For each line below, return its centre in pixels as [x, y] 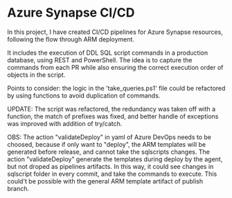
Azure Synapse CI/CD [71, 13]
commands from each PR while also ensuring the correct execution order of [115, 67]
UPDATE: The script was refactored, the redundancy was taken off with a [111, 109]
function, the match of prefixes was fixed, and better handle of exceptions [113, 116]
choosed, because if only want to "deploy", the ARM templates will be [107, 144]
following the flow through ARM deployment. [71, 39]
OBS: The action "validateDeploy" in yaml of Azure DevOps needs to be [109, 137]
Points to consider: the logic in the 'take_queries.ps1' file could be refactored [116, 88]
